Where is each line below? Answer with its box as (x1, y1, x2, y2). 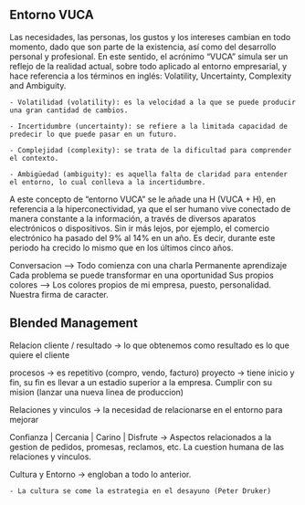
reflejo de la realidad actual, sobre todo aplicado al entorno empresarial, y (9, 60, 288, 71)
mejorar (9, 414, 39, 425)
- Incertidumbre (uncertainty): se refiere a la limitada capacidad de (9, 121, 288, 131)
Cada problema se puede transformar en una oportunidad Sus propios (9, 269, 274, 280)
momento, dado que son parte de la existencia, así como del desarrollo (9, 41, 277, 52)
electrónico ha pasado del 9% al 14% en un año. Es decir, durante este (9, 232, 276, 243)
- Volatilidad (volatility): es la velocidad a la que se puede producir (9, 98, 297, 107)
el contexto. (9, 153, 59, 163)
